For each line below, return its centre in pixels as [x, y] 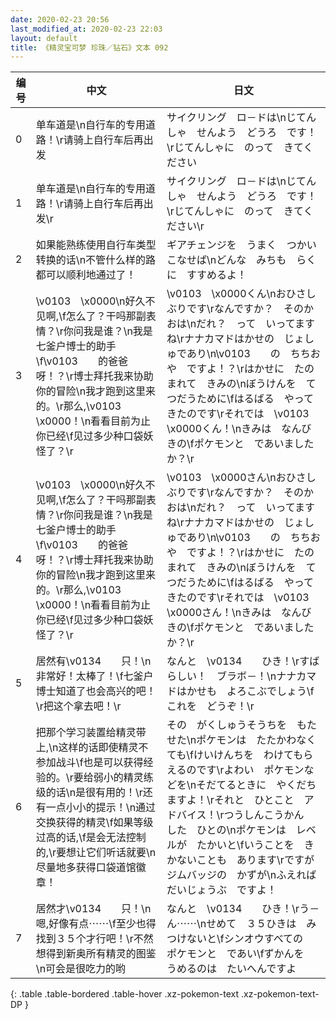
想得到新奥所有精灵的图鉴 [96, 954]
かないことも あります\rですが [240, 860]
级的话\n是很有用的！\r [89, 793]
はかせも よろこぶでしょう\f [245, 691]
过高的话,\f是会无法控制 [91, 838]
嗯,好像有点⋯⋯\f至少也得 [96, 924]
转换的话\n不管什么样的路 [96, 260]
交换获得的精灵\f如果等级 [94, 823]
